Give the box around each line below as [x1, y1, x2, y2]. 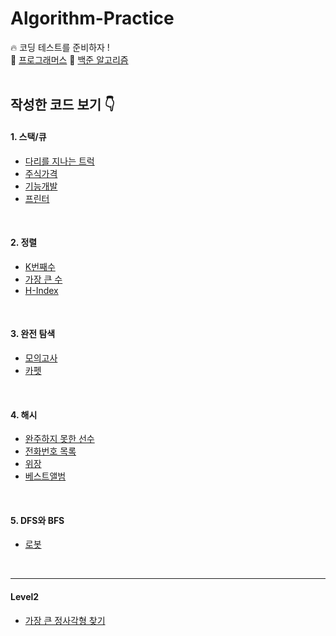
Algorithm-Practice [10, 7, 175, 30]
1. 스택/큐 [10, 130, 47, 142]
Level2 [10, 590, 40, 602]
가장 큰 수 [24, 273, 63, 285]
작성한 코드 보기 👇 [10, 97, 115, 114]
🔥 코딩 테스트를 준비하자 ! [10, 41, 110, 53]
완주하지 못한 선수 [24, 433, 95, 445]
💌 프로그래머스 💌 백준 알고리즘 [10, 53, 129, 66]
